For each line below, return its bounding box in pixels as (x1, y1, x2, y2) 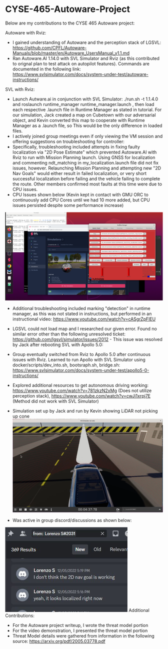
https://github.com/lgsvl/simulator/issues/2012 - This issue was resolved (12, 336, 162, 342)
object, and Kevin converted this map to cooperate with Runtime (12, 117, 145, 123)
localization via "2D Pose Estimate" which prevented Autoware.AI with (12, 149, 157, 155)
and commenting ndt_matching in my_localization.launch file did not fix (12, 159, 159, 165)
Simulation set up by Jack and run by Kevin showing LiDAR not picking (12, 408, 158, 414)
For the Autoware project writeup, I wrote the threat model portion (12, 622, 148, 628)
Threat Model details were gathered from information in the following (12, 633, 155, 639)
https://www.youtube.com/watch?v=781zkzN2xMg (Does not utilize (12, 387, 152, 393)
